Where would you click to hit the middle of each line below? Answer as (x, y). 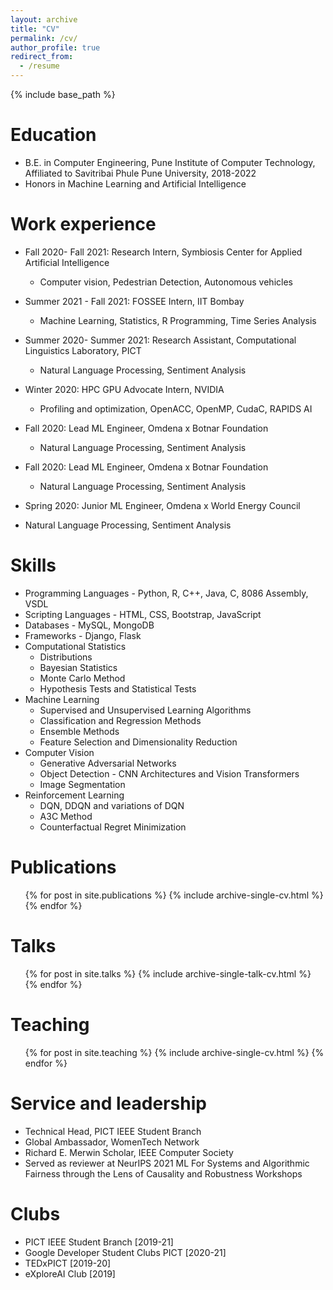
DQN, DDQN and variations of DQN (112, 805)
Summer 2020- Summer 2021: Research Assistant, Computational (160, 340)
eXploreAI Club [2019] (70, 1273)
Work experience (83, 224)
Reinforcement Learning (74, 795)
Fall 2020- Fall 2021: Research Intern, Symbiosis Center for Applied (163, 252)
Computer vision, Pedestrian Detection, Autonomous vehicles (166, 282)
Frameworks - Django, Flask (83, 635)
